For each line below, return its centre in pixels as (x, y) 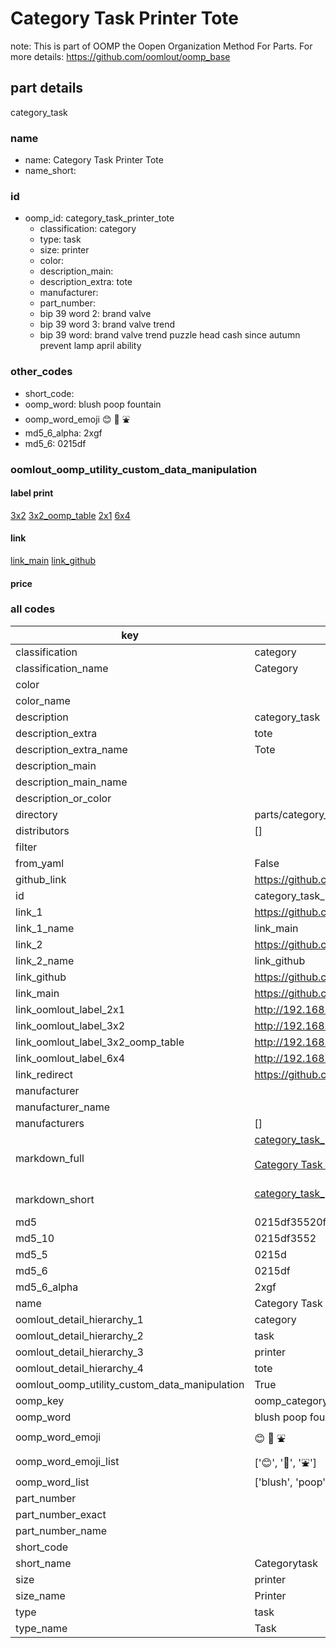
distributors (42, 830)
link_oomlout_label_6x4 (70, 1058)
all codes (33, 609)
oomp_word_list (52, 1482)
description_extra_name (71, 749)
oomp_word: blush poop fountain (93, 404)
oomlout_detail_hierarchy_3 (79, 1352)
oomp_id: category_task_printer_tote (99, 218)
